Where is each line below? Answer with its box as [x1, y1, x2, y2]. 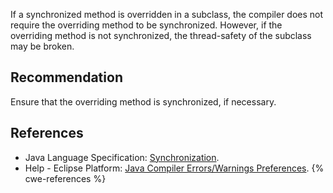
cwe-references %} [24, 172, 107, 184]
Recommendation [10, 69, 123, 86]
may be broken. [10, 40, 75, 52]
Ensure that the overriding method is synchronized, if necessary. [10, 95, 277, 108]
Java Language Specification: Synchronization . [24, 151, 220, 163]
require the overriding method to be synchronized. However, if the [10, 19, 283, 31]
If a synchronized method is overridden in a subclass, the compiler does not [10, 9, 324, 20]
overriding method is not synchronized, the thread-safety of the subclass [10, 30, 312, 41]
